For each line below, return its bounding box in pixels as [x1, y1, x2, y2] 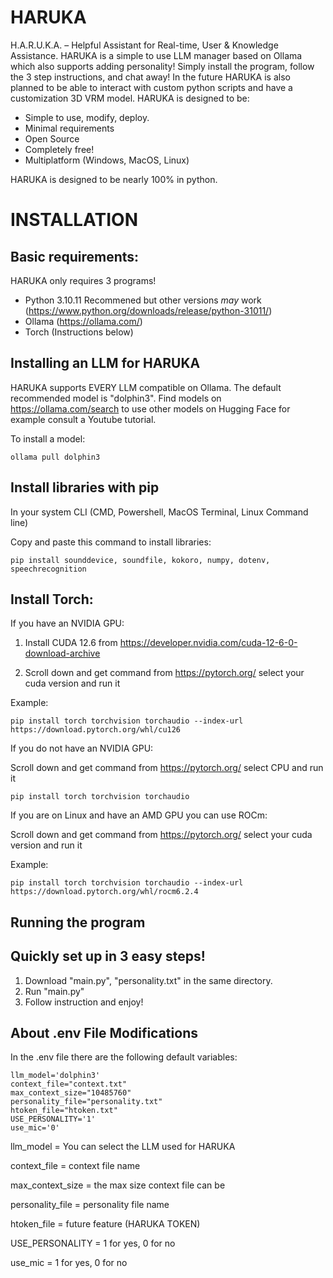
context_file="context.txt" [10, 1079, 128, 1090]
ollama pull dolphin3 [10, 452, 101, 462]
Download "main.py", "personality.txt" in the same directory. [24, 974, 273, 986]
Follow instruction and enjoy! [24, 996, 144, 1008]
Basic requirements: [10, 248, 140, 265]
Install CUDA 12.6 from [24, 637, 118, 649]
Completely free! [24, 143, 95, 155]
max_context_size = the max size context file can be [10, 1179, 226, 1191]
